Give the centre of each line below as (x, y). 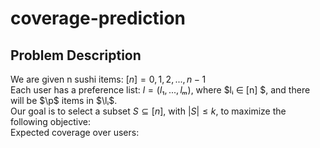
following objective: (51, 121)
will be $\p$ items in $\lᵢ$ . (64, 100)
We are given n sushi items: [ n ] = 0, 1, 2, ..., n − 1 (108, 79)
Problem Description (76, 55)
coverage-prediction (98, 18)
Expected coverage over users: (75, 132)
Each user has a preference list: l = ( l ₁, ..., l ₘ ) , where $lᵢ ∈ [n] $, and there (160, 90)
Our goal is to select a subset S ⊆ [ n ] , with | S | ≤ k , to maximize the (148, 111)
